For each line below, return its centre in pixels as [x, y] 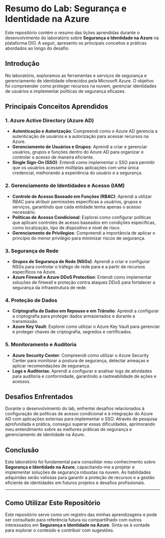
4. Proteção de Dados [31, 300]
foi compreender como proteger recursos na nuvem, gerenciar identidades [81, 86]
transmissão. [25, 322]
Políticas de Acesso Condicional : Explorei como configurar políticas [82, 217]
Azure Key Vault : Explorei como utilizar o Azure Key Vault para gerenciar [86, 326]
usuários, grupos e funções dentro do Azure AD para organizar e [78, 152]
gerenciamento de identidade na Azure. [45, 434]
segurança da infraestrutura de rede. [50, 288]
